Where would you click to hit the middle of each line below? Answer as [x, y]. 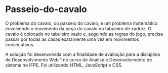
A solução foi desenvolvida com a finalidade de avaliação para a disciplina [83, 54]
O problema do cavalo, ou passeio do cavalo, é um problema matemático [81, 23]
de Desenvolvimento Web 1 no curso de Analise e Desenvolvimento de [79, 59]
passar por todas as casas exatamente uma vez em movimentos [72, 39]
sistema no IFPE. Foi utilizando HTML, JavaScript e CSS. [64, 65]
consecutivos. [20, 44]
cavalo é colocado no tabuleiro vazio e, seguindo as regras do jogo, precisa [84, 34]
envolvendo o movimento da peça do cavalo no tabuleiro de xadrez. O [78, 28]
